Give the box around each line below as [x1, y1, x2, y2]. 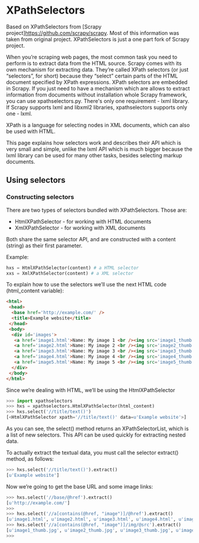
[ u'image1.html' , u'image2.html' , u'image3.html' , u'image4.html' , [6, 516, 176, 522]
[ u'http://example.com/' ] [6, 500, 70, 506]
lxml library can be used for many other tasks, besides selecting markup [6, 151, 182, 159]
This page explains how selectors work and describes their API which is [6, 139, 182, 146]
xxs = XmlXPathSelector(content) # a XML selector [6, 270, 134, 276]
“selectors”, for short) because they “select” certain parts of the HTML [6, 72, 178, 79]
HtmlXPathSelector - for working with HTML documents [14, 218, 152, 225]
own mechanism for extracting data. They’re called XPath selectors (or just [6, 66, 189, 73]
